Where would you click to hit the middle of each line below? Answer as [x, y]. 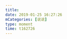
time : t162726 [20, 29]
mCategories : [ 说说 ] [26, 19]
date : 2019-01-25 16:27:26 [34, 15]
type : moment [19, 24]
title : [12, 10]
